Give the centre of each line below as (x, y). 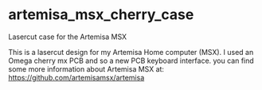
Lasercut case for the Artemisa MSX (68, 37)
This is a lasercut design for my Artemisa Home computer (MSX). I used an (131, 52)
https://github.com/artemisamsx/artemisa (76, 77)
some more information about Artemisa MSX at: (86, 68)
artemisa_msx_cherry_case (101, 15)
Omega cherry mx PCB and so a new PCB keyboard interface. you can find (131, 61)
